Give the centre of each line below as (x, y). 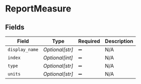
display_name (23, 50)
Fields (15, 27)
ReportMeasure (38, 9)
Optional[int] (58, 58)
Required (89, 41)
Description (119, 41)
